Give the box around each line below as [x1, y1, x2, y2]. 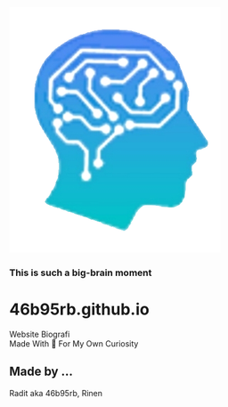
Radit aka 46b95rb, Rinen [9, 387, 103, 398]
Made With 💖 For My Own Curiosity [9, 338, 139, 349]
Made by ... [9, 364, 73, 379]
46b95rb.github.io [9, 299, 150, 320]
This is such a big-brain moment [9, 266, 152, 279]
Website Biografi [9, 329, 70, 339]
